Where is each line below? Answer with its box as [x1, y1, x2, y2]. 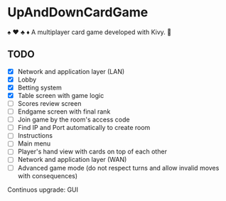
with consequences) [17, 171, 78, 180]
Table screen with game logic [17, 91, 104, 99]
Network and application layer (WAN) [17, 156, 127, 164]
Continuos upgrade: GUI [7, 185, 79, 194]
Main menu [17, 139, 51, 148]
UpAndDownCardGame [7, 4, 149, 21]
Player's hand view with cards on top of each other [17, 147, 167, 156]
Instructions [17, 131, 53, 140]
